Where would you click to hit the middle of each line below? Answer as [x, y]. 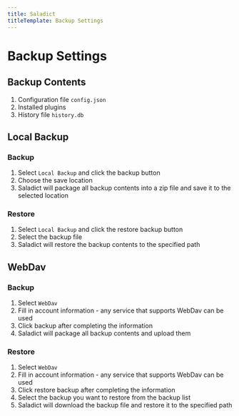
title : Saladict [31, 14]
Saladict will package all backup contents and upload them [104, 333]
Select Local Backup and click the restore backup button [100, 230]
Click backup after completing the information [85, 326]
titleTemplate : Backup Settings [55, 21]
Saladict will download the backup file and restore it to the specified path [125, 405]
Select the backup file [50, 237]
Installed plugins [42, 107]
